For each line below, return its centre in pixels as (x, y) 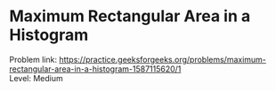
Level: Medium (37, 78)
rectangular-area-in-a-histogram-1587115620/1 (95, 69)
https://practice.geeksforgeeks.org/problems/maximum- (163, 59)
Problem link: (33, 59)
